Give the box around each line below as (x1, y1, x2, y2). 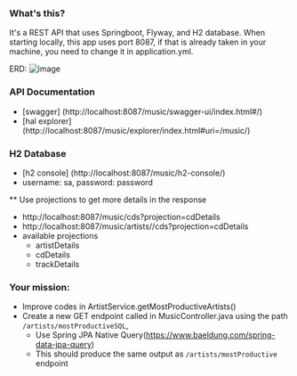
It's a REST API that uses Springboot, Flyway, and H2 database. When (9, 28, 265, 38)
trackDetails (35, 258, 80, 269)
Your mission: (9, 281, 70, 293)
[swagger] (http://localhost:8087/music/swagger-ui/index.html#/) (21, 106, 263, 117)
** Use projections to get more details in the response (9, 194, 207, 205)
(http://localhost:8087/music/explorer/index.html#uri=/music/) (21, 125, 251, 135)
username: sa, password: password (21, 176, 153, 187)
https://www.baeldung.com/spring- (145, 330, 276, 340)
